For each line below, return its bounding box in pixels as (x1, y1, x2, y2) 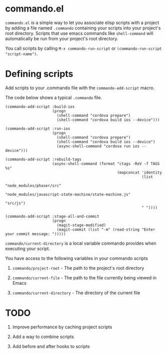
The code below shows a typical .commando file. (5, 94, 102, 100)
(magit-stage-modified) (56, 223, 106, 228)
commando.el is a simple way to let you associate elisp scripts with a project (5, 20, 159, 26)
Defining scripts (5, 68, 73, 80)
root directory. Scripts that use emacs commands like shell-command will (5, 30, 153, 36)
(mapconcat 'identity (116, 170, 162, 175)
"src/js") (5, 201, 26, 206)
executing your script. (5, 245, 50, 251)
